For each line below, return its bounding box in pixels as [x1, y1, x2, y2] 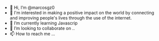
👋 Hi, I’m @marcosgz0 [9, 5, 55, 10]
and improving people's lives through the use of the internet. [9, 15, 132, 20]
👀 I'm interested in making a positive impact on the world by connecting [9, 10, 155, 16]
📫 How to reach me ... [9, 31, 55, 37]
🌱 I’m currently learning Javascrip [9, 20, 78, 26]
